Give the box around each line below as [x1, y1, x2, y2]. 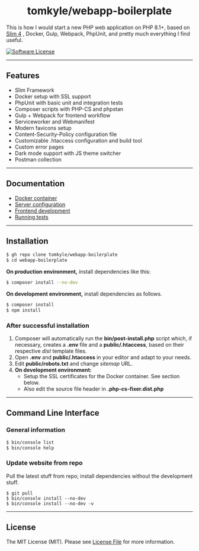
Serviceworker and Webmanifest [14, 118, 95, 125]
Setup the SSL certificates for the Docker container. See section [23, 373, 180, 380]
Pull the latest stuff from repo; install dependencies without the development [6, 472, 193, 479]
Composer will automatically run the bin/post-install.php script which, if [14, 335, 192, 342]
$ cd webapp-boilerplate [6, 257, 68, 264]
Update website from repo [6, 459, 83, 467]
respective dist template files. [14, 347, 87, 354]
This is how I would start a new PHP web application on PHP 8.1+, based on [6, 24, 191, 31]
